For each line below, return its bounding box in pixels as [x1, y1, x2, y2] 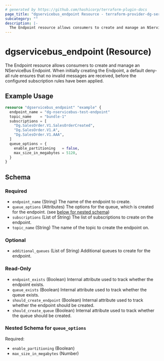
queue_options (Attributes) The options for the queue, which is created [12, 203, 154, 210]
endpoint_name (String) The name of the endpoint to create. [12, 199, 131, 204]
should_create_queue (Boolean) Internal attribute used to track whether [12, 307, 155, 313]
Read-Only [5, 265, 32, 272]
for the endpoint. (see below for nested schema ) [12, 209, 110, 215]
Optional [5, 237, 26, 243]
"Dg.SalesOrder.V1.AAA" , [14, 132, 64, 137]
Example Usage [5, 92, 54, 100]
